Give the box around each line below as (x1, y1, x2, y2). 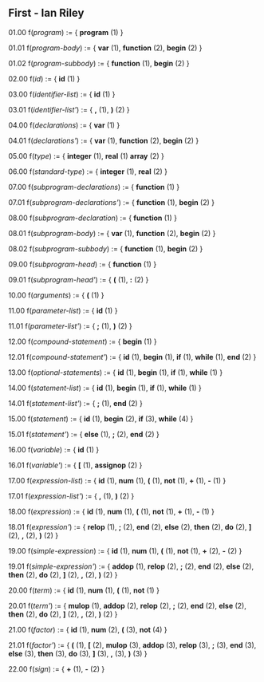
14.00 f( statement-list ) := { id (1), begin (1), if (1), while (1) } (8, 383, 202, 392)
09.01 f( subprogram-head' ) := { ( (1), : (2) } (8, 274, 149, 284)
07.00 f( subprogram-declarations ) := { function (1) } (8, 182, 180, 191)
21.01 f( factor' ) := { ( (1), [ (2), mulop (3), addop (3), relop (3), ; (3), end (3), (8, 640, 257, 649)
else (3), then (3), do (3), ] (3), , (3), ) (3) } (8, 648, 148, 658)
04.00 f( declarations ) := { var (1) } (8, 120, 120, 130)
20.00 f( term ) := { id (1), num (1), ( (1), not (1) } (8, 585, 160, 595)
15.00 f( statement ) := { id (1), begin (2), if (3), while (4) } (8, 414, 194, 424)
